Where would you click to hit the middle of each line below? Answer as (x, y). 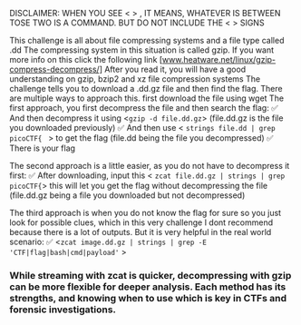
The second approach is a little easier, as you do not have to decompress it (150, 166)
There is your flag (42, 148)
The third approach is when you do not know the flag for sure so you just (146, 213)
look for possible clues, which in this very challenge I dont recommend (141, 222)
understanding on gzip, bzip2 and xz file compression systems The (135, 79)
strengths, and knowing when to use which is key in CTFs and (148, 298)
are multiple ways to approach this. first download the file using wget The (146, 98)
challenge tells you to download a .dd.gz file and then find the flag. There (146, 89)
